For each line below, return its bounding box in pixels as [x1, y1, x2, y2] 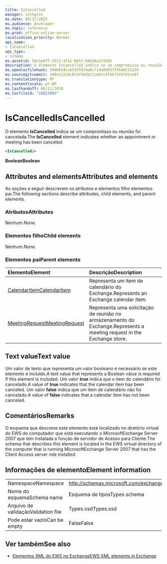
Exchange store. [89, 335, 127, 342]
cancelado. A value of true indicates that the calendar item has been [5, 381, 145, 387]
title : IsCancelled [5, 7, 46, 12]
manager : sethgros [5, 12, 43, 17]
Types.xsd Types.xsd [69, 505, 117, 512]
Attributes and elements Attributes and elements [5, 172, 158, 181]
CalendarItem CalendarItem [7, 286, 71, 293]
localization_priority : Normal [5, 35, 70, 40]
